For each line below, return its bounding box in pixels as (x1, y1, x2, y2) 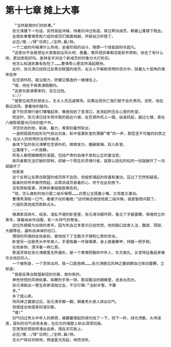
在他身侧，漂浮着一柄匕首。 (12, 244, 63, 249)
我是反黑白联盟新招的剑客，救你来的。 (14, 272, 84, 277)
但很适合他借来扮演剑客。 (12, 304, 59, 310)
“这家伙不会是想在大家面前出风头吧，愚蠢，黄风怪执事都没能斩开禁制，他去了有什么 (12, 50, 164, 55)
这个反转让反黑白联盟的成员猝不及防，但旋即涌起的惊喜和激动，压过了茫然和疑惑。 (12, 175, 162, 180)
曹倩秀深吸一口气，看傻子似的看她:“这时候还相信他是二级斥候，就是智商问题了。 (12, 196, 158, 202)
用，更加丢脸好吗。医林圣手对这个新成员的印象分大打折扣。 (5, 55, 112, 61)
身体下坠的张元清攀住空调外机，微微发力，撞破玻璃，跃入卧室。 (12, 142, 127, 147)
